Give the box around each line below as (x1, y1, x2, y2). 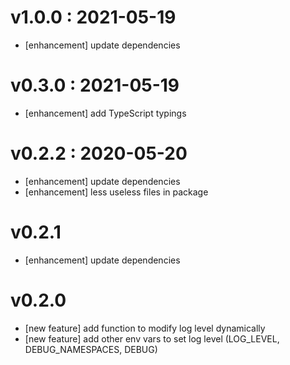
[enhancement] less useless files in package (24, 186, 209, 198)
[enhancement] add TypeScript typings (24, 107, 187, 119)
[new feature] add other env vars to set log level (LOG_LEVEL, (24, 332, 280, 345)
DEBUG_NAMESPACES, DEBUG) (24, 343, 158, 355)
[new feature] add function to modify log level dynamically (24, 322, 266, 334)
